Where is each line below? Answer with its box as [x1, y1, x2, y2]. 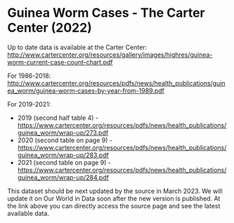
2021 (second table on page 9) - [17, 158, 111, 166]
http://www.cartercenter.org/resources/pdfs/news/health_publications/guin [7, 79, 226, 87]
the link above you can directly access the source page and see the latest [7, 201, 221, 210]
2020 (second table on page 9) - [17, 135, 112, 144]
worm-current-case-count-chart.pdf [7, 58, 114, 66]
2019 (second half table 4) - [17, 114, 99, 122]
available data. [7, 209, 49, 217]
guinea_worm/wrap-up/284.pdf [17, 173, 109, 182]
